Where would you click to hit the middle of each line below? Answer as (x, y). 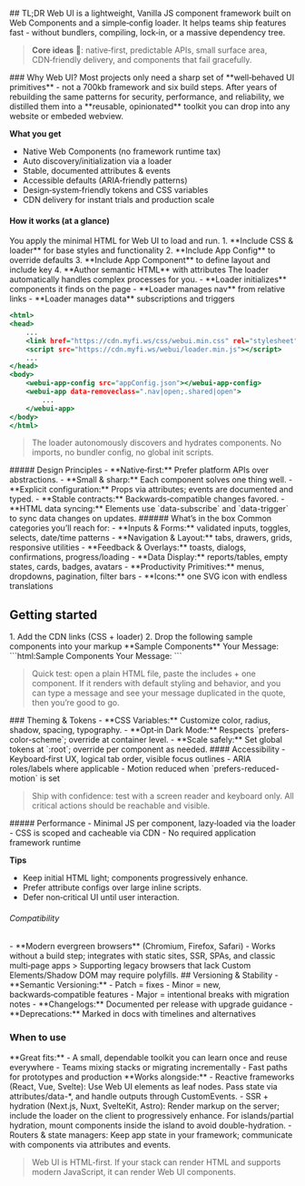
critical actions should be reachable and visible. (121, 806)
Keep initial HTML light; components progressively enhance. (135, 878)
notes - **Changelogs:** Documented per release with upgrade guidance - (151, 1004)
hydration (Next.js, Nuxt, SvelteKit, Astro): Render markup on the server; (144, 1106)
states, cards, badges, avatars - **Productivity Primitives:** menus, (137, 567)
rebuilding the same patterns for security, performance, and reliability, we (147, 96)
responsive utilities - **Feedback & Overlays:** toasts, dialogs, (128, 547)
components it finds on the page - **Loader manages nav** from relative (148, 289)
